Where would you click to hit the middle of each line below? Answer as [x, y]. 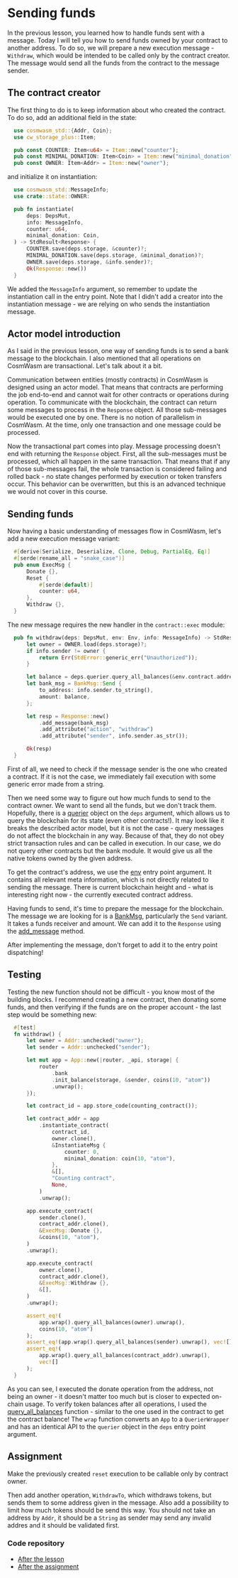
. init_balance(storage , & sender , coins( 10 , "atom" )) [131, 1080]
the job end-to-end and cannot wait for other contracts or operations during [118, 395]
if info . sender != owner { [66, 651]
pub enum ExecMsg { [42, 565]
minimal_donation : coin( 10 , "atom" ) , [120, 1158]
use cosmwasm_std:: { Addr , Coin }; [63, 130]
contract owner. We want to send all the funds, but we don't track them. [112, 805]
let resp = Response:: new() [68, 716]
